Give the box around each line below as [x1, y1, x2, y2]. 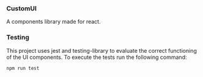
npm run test [6, 65, 40, 71]
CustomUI [6, 4, 37, 13]
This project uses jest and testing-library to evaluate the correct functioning [6, 47, 197, 54]
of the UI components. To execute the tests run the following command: [6, 53, 187, 61]
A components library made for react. [6, 18, 101, 25]
